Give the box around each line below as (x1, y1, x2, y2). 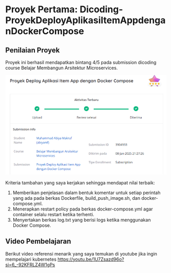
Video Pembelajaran (5, 237, 72, 246)
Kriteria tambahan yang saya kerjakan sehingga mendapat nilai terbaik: (5, 179, 155, 185)
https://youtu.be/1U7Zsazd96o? (57, 256, 124, 262)
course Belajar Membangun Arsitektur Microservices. (5, 65, 118, 71)
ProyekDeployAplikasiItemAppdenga (5, 14, 166, 26)
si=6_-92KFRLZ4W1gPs (5, 261, 55, 267)
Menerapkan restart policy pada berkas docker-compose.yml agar (12, 206, 153, 212)
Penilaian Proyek (5, 46, 60, 54)
